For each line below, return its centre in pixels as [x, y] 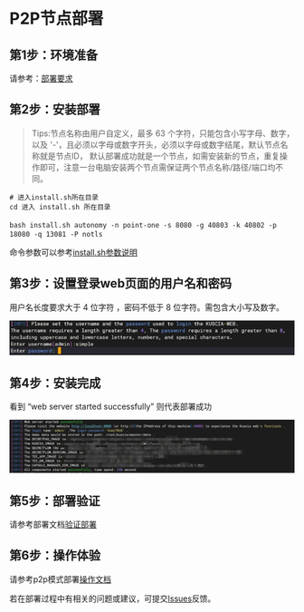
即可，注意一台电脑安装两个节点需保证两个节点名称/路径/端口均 [157, 167]
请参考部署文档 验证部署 [53, 524]
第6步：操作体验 [55, 555]
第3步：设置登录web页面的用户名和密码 [121, 283]
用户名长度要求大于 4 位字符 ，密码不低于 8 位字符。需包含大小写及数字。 [147, 307]
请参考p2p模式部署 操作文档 [60, 579]
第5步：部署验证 [55, 501]
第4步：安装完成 [55, 383]
